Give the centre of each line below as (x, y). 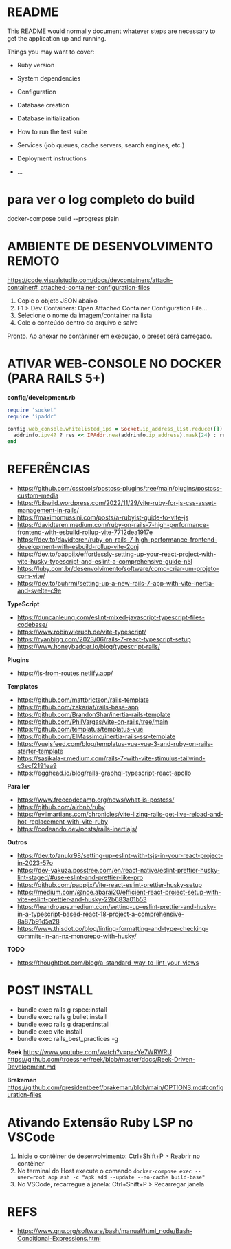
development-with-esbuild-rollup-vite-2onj (78, 547)
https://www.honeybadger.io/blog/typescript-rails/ (88, 647)
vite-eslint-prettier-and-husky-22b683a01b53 (82, 899)
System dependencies (49, 78)
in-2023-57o (35, 863)
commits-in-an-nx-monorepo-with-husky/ (77, 936)
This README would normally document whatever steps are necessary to (111, 31)
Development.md (32, 1067)
